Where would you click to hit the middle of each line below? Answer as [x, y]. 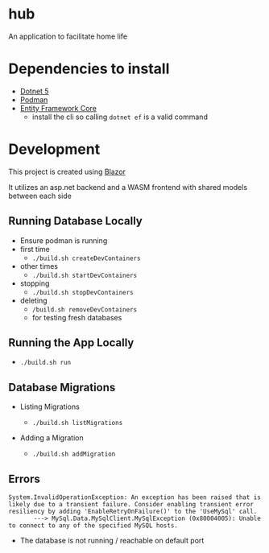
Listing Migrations [50, 406]
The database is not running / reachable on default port [112, 541]
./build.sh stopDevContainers [83, 292]
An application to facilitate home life [68, 36]
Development [54, 149]
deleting [33, 300]
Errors [24, 479]
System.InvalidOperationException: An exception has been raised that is [135, 497]
